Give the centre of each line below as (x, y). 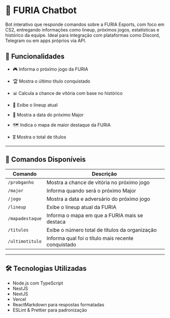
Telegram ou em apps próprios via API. (46, 41)
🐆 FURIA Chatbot (41, 10)
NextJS (20, 294)
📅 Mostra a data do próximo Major (48, 115)
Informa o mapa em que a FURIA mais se (95, 215)
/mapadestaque (25, 218)
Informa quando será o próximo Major (91, 191)
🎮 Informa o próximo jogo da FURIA (50, 69)
